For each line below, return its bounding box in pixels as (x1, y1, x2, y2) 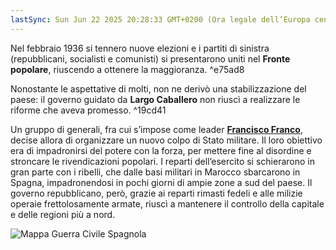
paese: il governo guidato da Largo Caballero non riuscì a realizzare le (10, 93, 301, 105)
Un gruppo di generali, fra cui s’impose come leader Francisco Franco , (10, 123, 303, 135)
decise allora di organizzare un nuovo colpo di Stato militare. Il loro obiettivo (10, 134, 323, 146)
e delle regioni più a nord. (10, 208, 116, 220)
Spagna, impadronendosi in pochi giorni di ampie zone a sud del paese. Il (10, 176, 313, 188)
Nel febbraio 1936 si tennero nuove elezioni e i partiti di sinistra (10, 42, 270, 54)
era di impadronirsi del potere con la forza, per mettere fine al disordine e (10, 144, 312, 156)
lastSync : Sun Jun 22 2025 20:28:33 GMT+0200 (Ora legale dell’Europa (10, 14, 311, 25)
